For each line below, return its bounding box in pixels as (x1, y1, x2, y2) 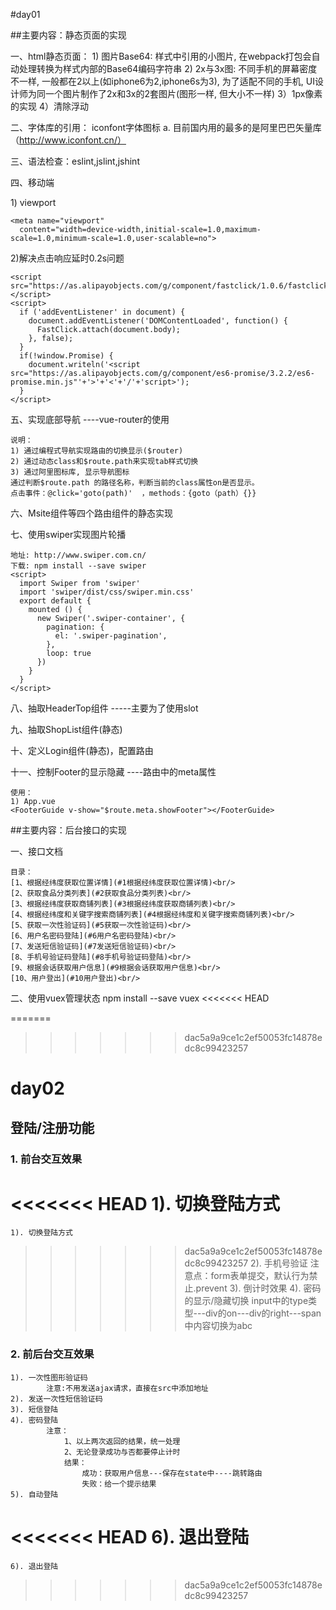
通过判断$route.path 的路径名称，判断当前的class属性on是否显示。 (10, 478, 260, 488)
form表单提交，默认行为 (210, 1270, 310, 1282)
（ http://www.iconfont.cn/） (10, 134, 127, 146)
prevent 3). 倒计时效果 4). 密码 (195, 1282, 322, 1294)
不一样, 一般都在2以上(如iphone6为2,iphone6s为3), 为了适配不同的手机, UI (10, 75, 315, 87)
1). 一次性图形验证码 (10, 1372, 88, 1383)
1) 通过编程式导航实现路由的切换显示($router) (10, 446, 184, 456)
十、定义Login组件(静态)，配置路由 (10, 745, 154, 756)
